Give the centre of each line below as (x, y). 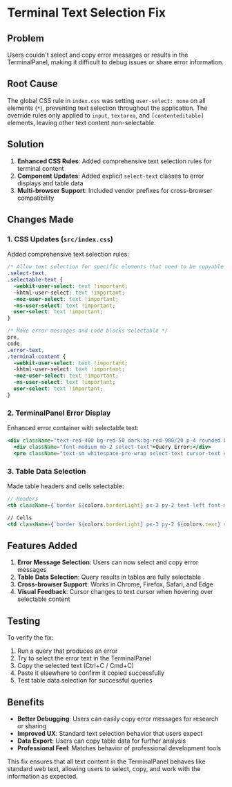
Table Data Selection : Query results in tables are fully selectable (109, 577)
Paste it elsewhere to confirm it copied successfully (90, 673)
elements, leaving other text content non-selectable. (82, 122)
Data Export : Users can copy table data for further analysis (101, 741)
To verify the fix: (30, 638)
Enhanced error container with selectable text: (73, 428)
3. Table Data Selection (47, 471)
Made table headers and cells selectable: (66, 486)
